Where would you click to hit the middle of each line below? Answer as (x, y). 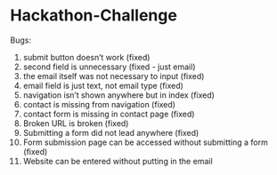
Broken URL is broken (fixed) (76, 123)
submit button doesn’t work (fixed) (86, 57)
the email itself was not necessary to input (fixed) (114, 76)
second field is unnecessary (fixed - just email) (109, 67)
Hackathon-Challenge (94, 16)
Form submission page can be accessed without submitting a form (145, 142)
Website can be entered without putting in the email (118, 161)
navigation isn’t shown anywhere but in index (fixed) (118, 95)
